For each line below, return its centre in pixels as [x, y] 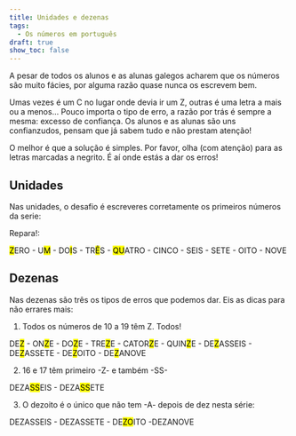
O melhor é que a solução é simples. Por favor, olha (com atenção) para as [146, 148]
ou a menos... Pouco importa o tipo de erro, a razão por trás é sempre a [140, 112]
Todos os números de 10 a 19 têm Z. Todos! [102, 326]
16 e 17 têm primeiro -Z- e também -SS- [95, 370]
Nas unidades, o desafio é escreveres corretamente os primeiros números [145, 206]
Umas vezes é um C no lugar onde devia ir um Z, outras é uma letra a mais [145, 102]
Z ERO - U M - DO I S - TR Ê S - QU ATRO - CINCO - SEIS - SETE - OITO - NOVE [148, 250]
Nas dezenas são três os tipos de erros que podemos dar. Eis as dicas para [147, 299]
